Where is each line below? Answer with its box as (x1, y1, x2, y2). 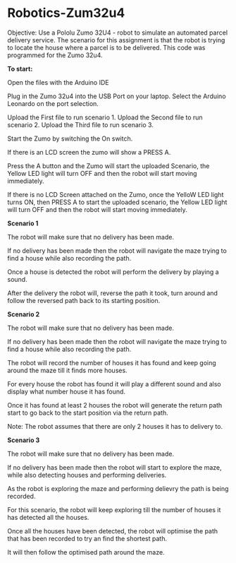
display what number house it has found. (7, 387, 125, 396)
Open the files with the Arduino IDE (7, 78, 109, 86)
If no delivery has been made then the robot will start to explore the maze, (7, 463, 222, 471)
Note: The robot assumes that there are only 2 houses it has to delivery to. (7, 422, 223, 430)
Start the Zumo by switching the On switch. (7, 134, 133, 143)
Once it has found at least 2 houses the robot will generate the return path (7, 401, 223, 409)
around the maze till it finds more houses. (7, 366, 128, 374)
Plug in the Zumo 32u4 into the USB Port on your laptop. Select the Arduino (7, 92, 227, 100)
